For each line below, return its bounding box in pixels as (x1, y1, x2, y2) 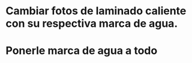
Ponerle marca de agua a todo (5, 44, 158, 58)
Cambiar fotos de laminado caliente (5, 4, 187, 18)
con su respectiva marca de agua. (5, 17, 178, 30)
